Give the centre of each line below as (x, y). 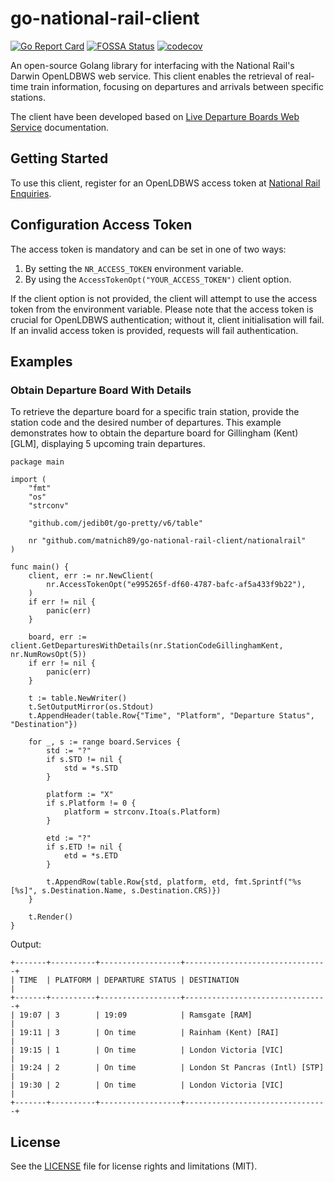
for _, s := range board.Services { (105, 742)
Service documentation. (60, 127)
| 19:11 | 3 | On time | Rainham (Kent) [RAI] (145, 1033)
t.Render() (51, 917)
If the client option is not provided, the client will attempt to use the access (164, 298)
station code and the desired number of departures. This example (146, 423)
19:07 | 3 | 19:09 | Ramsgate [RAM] (136, 1015)
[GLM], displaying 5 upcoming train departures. (108, 444)
